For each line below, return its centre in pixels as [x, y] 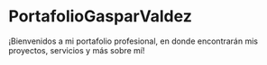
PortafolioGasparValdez [101, 16]
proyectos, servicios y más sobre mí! [77, 50]
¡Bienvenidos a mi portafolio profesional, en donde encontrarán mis [133, 41]
